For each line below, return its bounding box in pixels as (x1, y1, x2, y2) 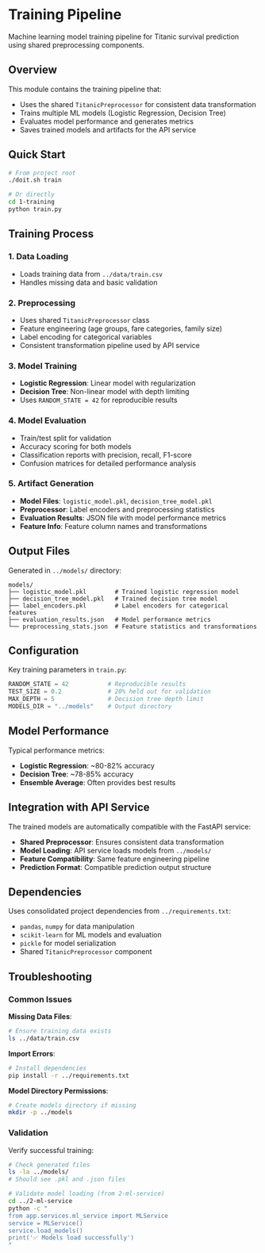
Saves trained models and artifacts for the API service (19, 125, 197, 134)
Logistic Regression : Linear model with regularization (19, 378, 196, 388)
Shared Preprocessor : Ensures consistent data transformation (19, 837, 225, 846)
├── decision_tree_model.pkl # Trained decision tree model (8, 595, 218, 603)
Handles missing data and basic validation (19, 278, 158, 287)
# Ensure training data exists (8, 1027, 112, 1036)
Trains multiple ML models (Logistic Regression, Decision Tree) (19, 108, 226, 117)
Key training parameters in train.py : (8, 665, 127, 675)
